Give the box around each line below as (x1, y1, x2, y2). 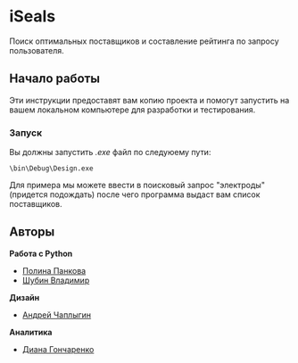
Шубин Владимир (21, 275, 90, 285)
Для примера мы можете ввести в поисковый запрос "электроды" (9, 180, 266, 191)
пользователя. (9, 45, 64, 55)
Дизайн (9, 292, 40, 302)
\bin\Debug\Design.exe (9, 164, 94, 173)
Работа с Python (9, 248, 73, 259)
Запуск (9, 127, 43, 139)
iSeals (9, 6, 56, 27)
